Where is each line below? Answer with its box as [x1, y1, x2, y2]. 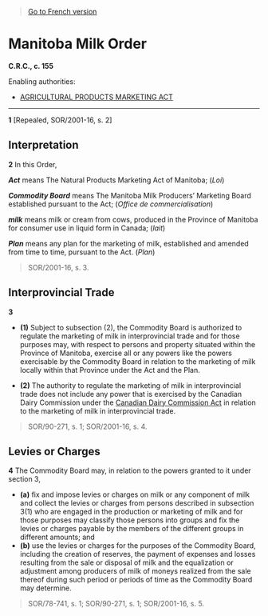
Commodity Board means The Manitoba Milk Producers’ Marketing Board [8, 190, 251, 200]
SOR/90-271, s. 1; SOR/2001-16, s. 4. [27, 422, 148, 431]
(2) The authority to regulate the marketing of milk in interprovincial [19, 380, 242, 390]
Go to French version [27, 7, 97, 16]
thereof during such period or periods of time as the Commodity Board [19, 575, 253, 585]
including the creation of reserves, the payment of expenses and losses [19, 550, 256, 559]
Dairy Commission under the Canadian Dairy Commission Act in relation [19, 398, 257, 407]
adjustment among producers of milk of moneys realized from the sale [19, 566, 251, 576]
